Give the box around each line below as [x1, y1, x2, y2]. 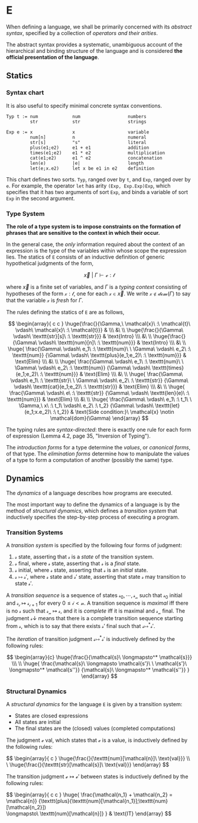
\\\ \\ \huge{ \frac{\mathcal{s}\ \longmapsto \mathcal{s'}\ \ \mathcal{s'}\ [11, 659, 187, 667]
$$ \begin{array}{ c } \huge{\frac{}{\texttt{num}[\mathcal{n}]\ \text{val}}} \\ [6, 755, 190, 762]
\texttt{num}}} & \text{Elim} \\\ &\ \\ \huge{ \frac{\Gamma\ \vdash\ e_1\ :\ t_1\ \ [7, 395, 192, 403]
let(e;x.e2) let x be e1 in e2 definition [30, 165, 155, 171]
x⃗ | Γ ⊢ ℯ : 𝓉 [83, 271, 115, 279]
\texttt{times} [151, 364, 184, 371]
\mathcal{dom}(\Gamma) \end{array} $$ [50, 414, 149, 422]
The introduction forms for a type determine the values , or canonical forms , [6, 444, 191, 451]
